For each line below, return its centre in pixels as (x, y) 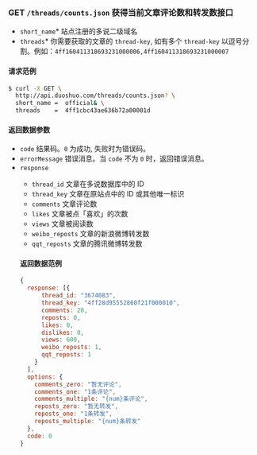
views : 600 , (61, 340)
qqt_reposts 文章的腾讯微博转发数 (87, 243)
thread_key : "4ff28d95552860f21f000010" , (110, 303)
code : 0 (40, 436)
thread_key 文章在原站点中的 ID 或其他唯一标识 (108, 194)
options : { (45, 377)
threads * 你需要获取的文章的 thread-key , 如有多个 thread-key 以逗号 (131, 41)
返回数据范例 (40, 263)
